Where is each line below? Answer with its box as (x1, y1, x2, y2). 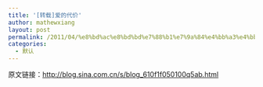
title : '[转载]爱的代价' (8, 11, 82, 19)
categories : (8, 40, 47, 48)
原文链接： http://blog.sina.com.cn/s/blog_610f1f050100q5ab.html (8, 70, 219, 78)
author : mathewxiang (8, 19, 76, 26)
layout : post (8, 26, 51, 33)
